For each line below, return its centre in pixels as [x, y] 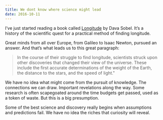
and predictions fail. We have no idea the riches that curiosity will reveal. [78, 112]
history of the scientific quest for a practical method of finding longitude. [78, 33]
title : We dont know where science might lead [53, 10]
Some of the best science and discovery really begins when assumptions [78, 107]
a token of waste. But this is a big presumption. [52, 98]
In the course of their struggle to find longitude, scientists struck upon [87, 57]
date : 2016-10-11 [23, 14]
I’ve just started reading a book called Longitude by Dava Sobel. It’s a [74, 28]
